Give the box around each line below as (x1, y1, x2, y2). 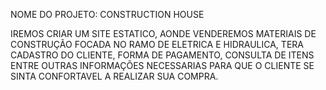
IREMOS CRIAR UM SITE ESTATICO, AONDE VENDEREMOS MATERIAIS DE (10, 28, 317, 39)
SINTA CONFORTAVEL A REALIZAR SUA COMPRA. (10, 70, 219, 82)
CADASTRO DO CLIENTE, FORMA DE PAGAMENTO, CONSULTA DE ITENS (10, 49, 315, 61)
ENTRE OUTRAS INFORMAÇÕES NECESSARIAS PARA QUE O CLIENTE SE (10, 60, 315, 71)
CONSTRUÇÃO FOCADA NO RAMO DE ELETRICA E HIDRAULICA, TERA (10, 39, 304, 50)
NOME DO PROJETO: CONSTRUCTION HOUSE (10, 9, 205, 20)
